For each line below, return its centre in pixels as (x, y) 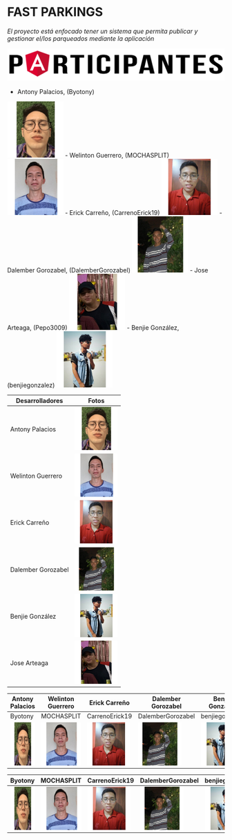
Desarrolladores (40, 400)
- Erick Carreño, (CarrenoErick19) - (143, 213)
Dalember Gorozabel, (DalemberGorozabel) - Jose (108, 270)
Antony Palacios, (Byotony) (56, 92)
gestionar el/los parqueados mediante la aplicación (81, 38)
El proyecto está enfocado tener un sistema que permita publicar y (103, 31)
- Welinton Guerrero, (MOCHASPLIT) (117, 156)
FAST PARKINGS (55, 12)
